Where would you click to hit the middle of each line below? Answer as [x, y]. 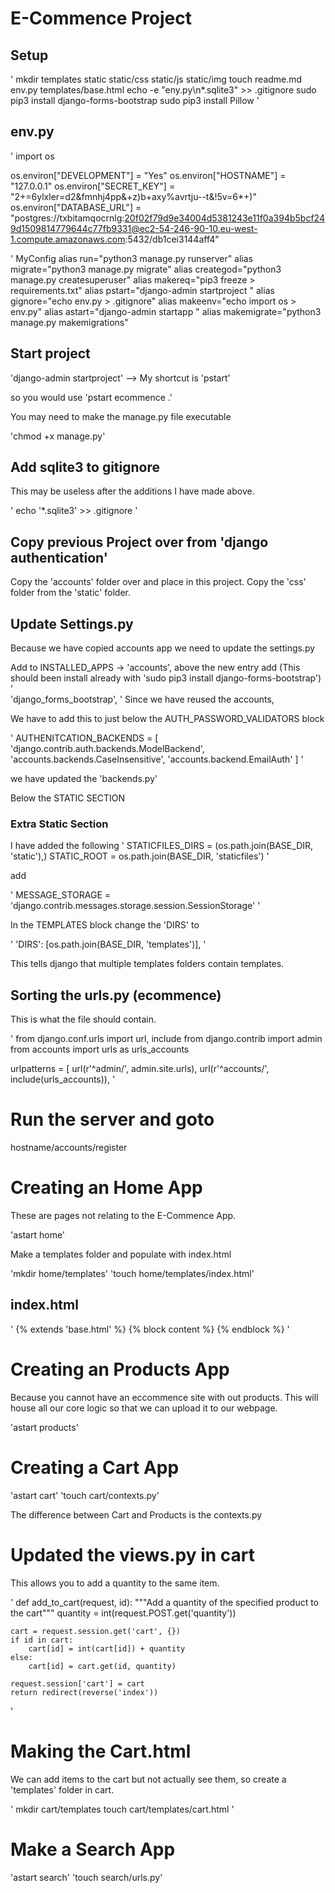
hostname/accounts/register [69, 1148]
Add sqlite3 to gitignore [85, 467]
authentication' [59, 557]
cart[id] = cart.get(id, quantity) [102, 1666]
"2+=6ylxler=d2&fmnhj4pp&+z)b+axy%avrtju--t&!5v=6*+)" [133, 196]
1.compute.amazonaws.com [68, 239]
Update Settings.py [72, 623]
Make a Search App [93, 1849]
